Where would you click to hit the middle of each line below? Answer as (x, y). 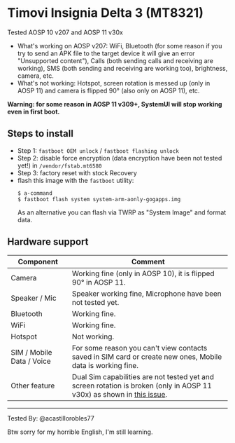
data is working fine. (105, 365)
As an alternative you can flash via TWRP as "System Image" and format (122, 212)
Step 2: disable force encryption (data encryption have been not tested (120, 158)
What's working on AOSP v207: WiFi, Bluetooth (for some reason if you (120, 46)
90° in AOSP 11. (99, 282)
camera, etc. (35, 76)
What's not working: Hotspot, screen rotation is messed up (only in (114, 83)
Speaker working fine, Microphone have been (147, 294)
